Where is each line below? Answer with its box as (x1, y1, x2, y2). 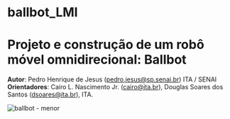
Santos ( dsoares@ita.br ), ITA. (7, 90, 94, 99)
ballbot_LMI (7, 4, 78, 21)
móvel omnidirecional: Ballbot (7, 52, 187, 68)
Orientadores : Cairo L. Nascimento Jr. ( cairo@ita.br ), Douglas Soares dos (7, 83, 224, 91)
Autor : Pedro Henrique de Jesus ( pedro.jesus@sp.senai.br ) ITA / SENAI (7, 75, 217, 84)
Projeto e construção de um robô (7, 37, 204, 53)
